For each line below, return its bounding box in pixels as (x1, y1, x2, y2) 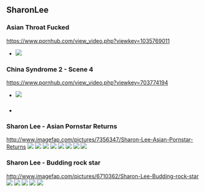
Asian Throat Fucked (6, 23, 70, 32)
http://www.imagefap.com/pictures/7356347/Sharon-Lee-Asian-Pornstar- (6, 136, 193, 143)
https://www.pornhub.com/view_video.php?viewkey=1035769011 (6, 37, 170, 45)
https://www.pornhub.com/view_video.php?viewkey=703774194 (6, 79, 168, 86)
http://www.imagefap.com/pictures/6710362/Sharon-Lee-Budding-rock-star (6, 172, 199, 180)
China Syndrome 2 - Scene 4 (6, 65, 94, 73)
